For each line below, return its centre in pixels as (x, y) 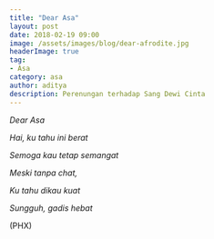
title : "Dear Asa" (44, 18)
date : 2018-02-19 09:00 (55, 35)
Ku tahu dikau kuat (45, 190)
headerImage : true (44, 52)
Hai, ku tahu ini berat (49, 137)
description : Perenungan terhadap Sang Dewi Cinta (107, 94)
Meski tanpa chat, (44, 173)
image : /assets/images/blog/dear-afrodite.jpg (99, 43)
